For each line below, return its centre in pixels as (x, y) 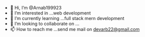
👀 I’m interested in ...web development (50, 13)
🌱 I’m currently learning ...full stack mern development (67, 18)
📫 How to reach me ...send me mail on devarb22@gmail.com (75, 29)
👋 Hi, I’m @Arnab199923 (36, 8)
